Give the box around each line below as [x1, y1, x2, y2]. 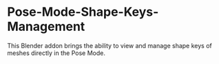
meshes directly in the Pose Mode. [7, 49, 105, 57]
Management [7, 19, 85, 34]
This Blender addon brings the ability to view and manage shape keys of [7, 41, 212, 50]
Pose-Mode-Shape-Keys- [7, 4, 159, 20]
